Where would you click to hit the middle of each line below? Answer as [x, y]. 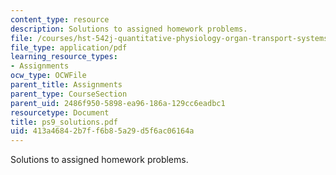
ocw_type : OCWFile [48, 76]
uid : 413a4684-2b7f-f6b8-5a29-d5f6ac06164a [102, 131]
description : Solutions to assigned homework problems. [129, 29]
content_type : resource [60, 19]
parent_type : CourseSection [69, 94]
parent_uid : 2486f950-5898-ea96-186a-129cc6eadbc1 [118, 103]
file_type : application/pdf [69, 47]
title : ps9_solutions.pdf [64, 122]
